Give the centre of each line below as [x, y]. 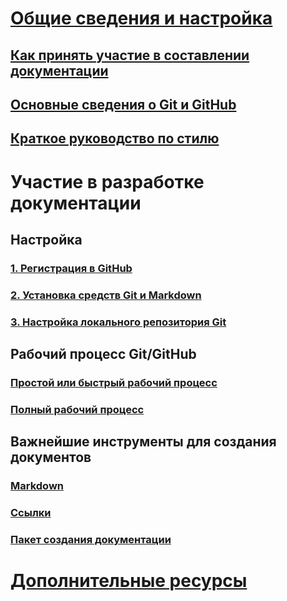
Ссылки [31, 513]
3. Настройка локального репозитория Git [118, 322]
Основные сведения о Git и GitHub [123, 104]
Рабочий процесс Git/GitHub [103, 354]
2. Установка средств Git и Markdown [106, 295]
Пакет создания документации [91, 540]
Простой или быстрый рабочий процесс [114, 383]
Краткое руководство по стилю [115, 138]
